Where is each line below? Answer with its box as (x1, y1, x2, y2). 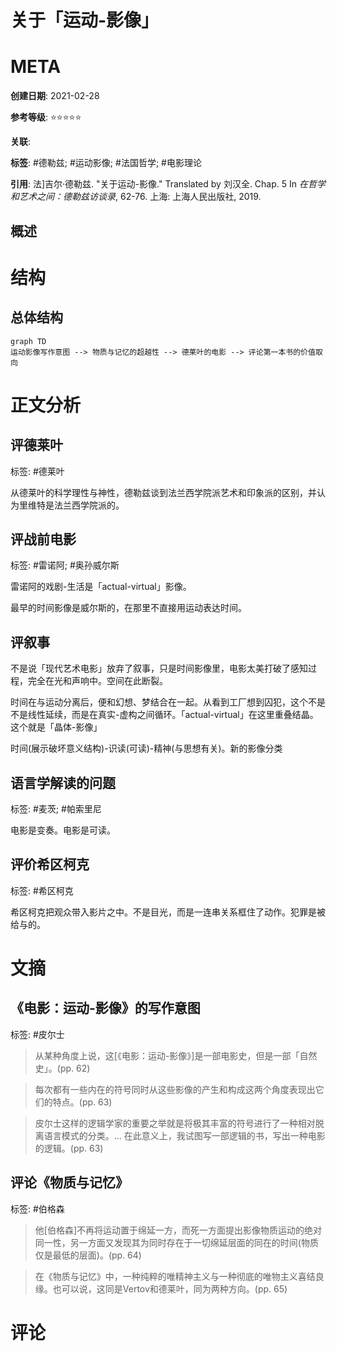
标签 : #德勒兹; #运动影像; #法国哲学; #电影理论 (10, 157, 202, 169)
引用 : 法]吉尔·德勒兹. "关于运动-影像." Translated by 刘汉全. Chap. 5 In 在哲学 (10, 178, 326, 190)
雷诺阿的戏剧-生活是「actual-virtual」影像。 (10, 581, 192, 593)
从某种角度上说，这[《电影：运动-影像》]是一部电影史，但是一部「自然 (34, 1049, 318, 1061)
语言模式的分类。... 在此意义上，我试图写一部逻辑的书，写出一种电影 (43, 1129, 326, 1141)
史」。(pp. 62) (34, 1062, 91, 1074)
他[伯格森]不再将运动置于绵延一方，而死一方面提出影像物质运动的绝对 (34, 1224, 323, 1236)
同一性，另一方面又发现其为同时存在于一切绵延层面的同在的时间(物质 (34, 1236, 319, 1248)
